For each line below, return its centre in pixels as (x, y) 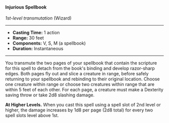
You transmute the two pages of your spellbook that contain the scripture (81, 63)
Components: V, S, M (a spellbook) (49, 43)
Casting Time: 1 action (36, 33)
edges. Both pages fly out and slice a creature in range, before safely (77, 74)
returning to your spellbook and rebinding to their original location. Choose (82, 79)
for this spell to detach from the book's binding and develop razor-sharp (80, 68)
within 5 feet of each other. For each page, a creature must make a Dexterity (84, 90)
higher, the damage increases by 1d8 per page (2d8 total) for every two (79, 110)
